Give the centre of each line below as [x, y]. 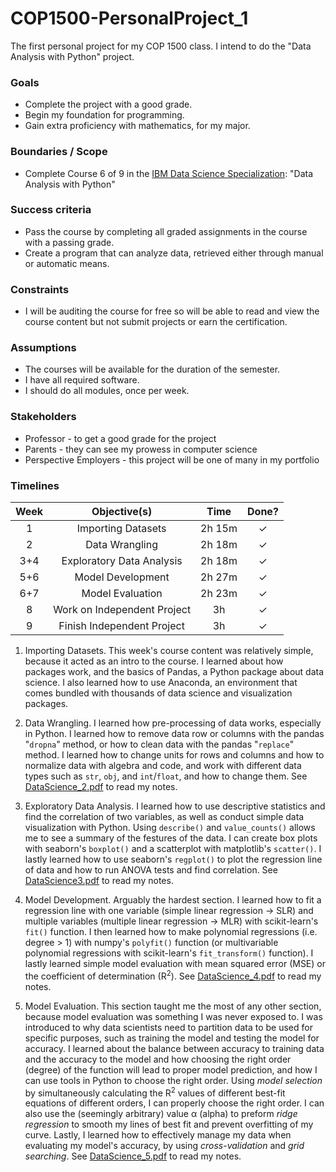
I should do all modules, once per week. [107, 391]
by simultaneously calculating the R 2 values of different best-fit [155, 1092]
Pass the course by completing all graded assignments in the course [166, 231]
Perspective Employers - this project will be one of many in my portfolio [172, 459]
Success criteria [51, 210]
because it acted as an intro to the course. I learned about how [154, 661]
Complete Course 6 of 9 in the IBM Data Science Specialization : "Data [169, 173]
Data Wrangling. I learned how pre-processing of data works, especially [173, 723]
